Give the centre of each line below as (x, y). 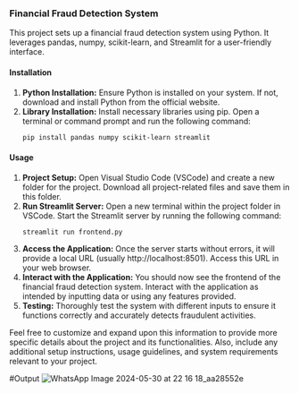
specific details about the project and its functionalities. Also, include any (144, 342)
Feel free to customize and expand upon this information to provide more (144, 333)
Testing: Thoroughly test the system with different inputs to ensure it (149, 306)
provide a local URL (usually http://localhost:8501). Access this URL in (150, 259)
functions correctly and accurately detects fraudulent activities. (139, 315)
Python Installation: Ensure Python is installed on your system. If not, (150, 92)
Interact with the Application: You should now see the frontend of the (151, 278)
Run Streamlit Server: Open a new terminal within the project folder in (151, 206)
